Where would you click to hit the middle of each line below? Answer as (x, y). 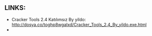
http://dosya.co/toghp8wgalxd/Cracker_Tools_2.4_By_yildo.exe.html (79, 24)
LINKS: (15, 8)
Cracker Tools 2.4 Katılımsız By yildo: (49, 19)
